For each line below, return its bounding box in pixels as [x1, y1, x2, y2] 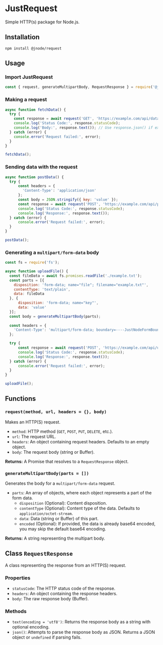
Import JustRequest [5, 74, 53, 81]
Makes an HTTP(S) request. [5, 419, 61, 425]
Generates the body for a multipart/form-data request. [5, 480, 115, 486]
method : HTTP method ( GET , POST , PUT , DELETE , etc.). [12, 428, 113, 434]
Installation [5, 33, 40, 41]
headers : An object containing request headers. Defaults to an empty [12, 439, 149, 444]
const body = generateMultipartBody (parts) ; [9, 314, 101, 319]
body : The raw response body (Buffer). [12, 596, 89, 602]
